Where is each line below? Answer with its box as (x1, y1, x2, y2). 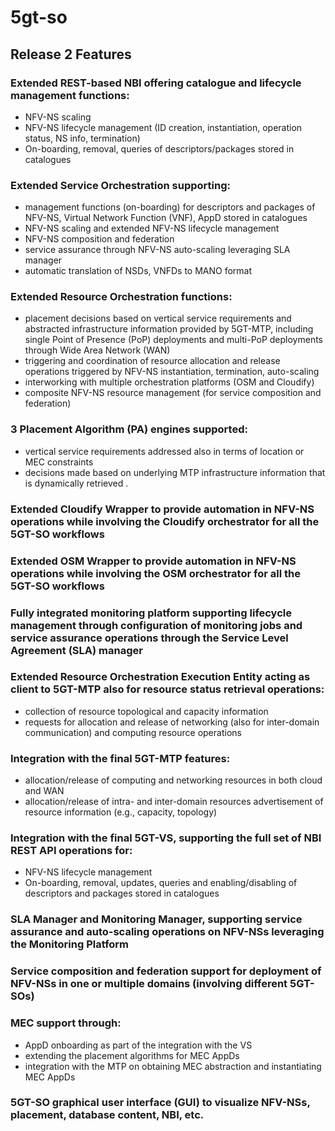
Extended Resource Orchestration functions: (10, 290, 233, 304)
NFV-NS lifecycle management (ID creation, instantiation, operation (24, 121, 303, 133)
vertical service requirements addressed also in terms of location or (24, 445, 305, 457)
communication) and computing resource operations (24, 726, 242, 738)
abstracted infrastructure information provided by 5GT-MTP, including (24, 323, 314, 335)
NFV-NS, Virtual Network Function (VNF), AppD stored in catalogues (24, 212, 308, 224)
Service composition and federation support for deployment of (10, 964, 322, 978)
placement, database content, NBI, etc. (10, 1108, 205, 1122)
